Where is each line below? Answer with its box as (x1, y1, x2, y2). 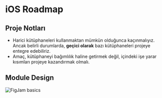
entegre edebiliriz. (12, 48, 51, 54)
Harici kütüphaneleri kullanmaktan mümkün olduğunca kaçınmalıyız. (12, 37, 155, 43)
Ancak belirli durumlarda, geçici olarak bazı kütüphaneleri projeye (12, 43, 151, 49)
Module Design (5, 74, 54, 82)
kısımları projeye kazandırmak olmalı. (12, 59, 90, 64)
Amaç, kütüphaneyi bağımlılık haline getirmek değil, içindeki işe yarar (12, 53, 157, 59)
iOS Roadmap (5, 4, 63, 15)
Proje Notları (5, 24, 46, 32)
